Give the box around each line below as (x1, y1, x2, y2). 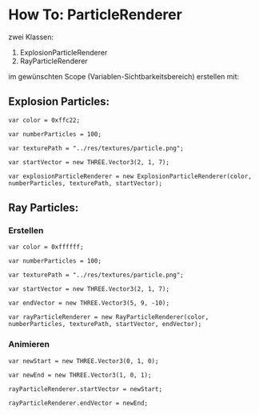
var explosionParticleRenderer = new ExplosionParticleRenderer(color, (8, 172, 252, 180)
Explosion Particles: (8, 95, 110, 109)
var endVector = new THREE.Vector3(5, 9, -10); (8, 299, 170, 308)
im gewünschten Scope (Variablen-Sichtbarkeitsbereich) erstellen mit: (8, 71, 240, 81)
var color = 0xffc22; (8, 116, 81, 124)
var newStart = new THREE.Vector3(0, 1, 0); (8, 357, 159, 365)
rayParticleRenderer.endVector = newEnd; (8, 399, 149, 407)
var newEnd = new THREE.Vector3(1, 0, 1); (8, 371, 152, 379)
